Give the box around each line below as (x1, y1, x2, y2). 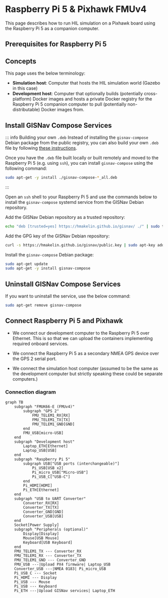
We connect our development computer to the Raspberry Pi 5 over (12, 330, 150, 336)
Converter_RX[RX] (23, 501, 59, 506)
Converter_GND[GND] (23, 509, 64, 514)
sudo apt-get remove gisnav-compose (5, 303, 81, 308)
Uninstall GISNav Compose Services (5, 279, 121, 288)
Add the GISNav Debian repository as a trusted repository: (5, 214, 125, 220)
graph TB (5, 400, 23, 405)
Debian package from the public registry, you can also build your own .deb (5, 139, 159, 146)
